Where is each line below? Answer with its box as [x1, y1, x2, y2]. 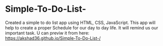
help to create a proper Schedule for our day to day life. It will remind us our [5, 24, 159, 30]
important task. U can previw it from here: [5, 30, 90, 36]
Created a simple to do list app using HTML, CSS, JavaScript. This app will [5, 20, 156, 25]
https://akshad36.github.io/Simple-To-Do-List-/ [5, 35, 101, 41]
